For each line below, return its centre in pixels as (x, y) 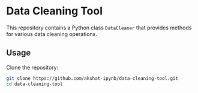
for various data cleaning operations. (52, 34)
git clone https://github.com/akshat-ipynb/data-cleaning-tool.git (92, 78)
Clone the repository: (32, 67)
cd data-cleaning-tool (34, 84)
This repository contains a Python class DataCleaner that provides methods (99, 28)
